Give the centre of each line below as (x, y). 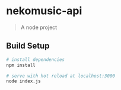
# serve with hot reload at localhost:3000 (61, 76)
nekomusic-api (44, 11)
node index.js (24, 81)
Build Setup (28, 46)
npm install (21, 65)
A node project (39, 27)
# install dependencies (36, 60)
